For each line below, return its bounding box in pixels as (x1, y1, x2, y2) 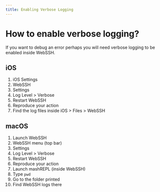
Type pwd (12, 171, 31, 177)
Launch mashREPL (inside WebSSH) (12, 166, 86, 172)
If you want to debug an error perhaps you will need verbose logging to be (5, 44, 155, 50)
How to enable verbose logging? (5, 28, 140, 39)
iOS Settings (12, 77, 38, 83)
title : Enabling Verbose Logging (5, 7, 74, 12)
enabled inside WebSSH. (5, 49, 56, 55)
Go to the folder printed (12, 176, 60, 182)
